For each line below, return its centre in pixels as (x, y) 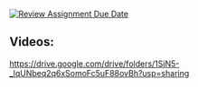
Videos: (32, 42)
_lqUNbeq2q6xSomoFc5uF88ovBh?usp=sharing (99, 73)
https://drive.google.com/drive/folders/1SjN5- (94, 64)
